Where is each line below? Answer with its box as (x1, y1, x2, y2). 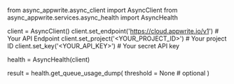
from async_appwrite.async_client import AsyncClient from (7, 6, 178, 14)
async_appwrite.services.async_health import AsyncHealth (7, 13, 179, 22)
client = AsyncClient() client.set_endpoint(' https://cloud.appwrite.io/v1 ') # (7, 27, 219, 35)
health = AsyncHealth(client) (7, 55, 90, 64)
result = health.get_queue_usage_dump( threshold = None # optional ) (7, 69, 210, 77)
